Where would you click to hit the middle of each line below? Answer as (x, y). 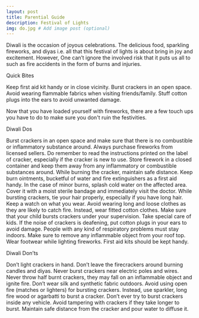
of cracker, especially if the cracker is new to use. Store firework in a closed (99, 160)
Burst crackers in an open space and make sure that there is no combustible (99, 141)
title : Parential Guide (36, 17)
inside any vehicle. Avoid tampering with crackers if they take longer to (93, 303)
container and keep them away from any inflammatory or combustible (91, 166)
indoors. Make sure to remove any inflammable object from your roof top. (96, 235)
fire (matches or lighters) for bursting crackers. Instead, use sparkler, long (97, 290)
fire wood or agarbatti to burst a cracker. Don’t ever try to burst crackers (95, 296)
